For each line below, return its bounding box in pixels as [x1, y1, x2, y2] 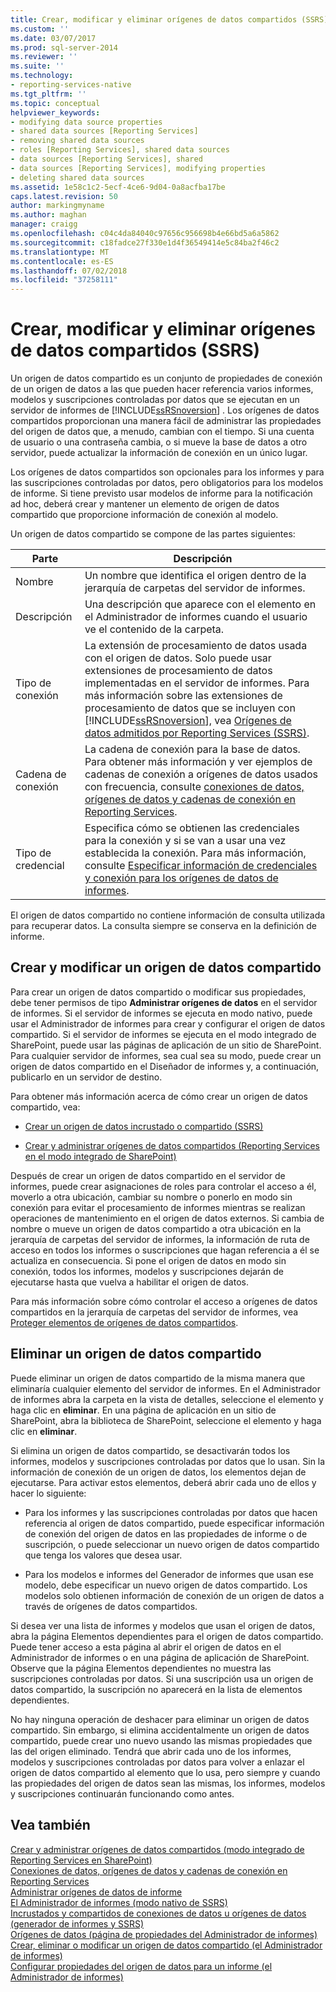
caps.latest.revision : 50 [10, 191, 118, 201]
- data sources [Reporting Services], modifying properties [10, 163, 267, 173]
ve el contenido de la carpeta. [84, 622, 225, 636]
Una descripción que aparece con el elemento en [84, 597, 317, 611]
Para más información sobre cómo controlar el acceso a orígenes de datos [10, 1295, 318, 1307]
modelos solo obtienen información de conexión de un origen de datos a [24, 1589, 325, 1601]
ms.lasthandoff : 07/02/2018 [10, 266, 128, 276]
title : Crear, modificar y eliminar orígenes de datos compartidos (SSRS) [10, 14, 329, 25]
